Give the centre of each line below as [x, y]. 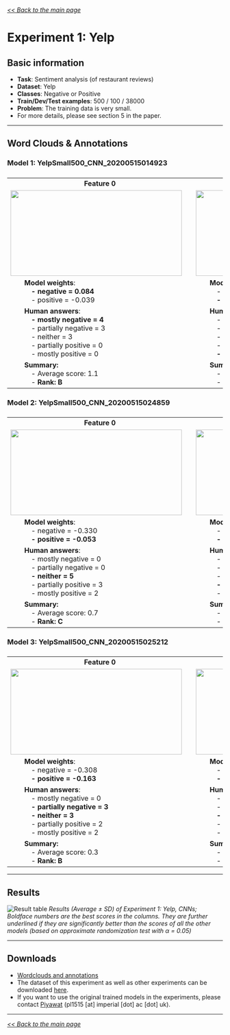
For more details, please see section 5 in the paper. [89, 115]
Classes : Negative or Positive [59, 94]
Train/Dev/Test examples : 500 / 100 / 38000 [81, 101]
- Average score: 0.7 [65, 612]
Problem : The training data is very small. [74, 108]
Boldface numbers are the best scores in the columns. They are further [107, 916]
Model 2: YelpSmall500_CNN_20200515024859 [89, 402]
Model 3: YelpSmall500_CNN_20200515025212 [88, 642]
